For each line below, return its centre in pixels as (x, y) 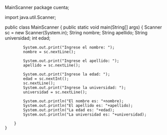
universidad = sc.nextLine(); (55, 92)
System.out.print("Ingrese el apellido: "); (71, 61)
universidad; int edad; (28, 38)
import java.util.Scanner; (31, 17)
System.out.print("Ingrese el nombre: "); (69, 48)
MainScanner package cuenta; (37, 7)
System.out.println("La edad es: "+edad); (69, 110)
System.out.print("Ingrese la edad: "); (67, 74)
